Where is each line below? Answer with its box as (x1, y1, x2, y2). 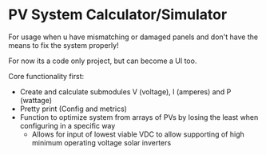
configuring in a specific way (19, 121, 116, 130)
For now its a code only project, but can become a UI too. (8, 56, 197, 66)
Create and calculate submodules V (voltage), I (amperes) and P (19, 86, 232, 97)
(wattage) (19, 95, 53, 105)
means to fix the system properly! (8, 40, 119, 50)
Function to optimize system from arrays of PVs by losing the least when (19, 112, 259, 121)
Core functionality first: (8, 71, 85, 81)
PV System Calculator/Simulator (8, 6, 228, 24)
